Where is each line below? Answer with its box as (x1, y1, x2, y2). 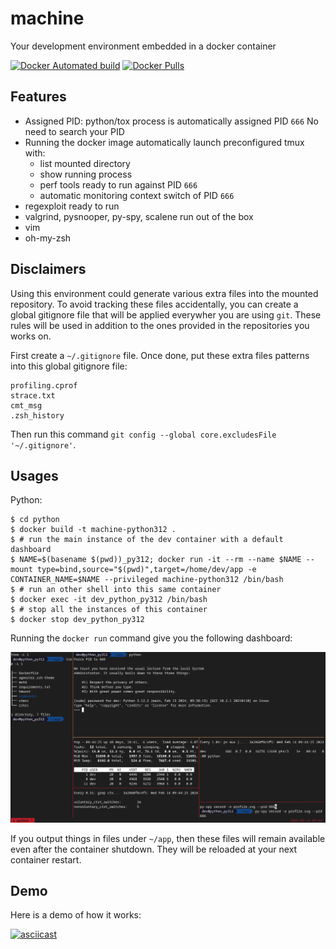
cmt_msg (10, 400, 43, 411)
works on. (10, 330, 52, 342)
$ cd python (10, 515, 60, 525)
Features (10, 88, 67, 106)
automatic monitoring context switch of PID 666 (39, 189, 235, 201)
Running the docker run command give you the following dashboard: (10, 632, 293, 644)
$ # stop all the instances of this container (10, 605, 208, 615)
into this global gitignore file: (10, 360, 128, 372)
